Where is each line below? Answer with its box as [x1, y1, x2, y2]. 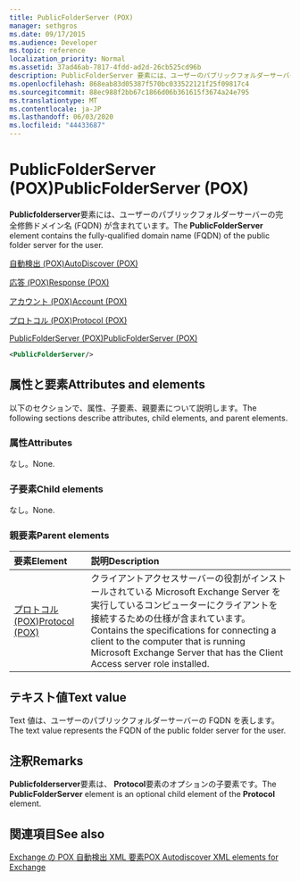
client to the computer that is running [90, 635, 246, 647]
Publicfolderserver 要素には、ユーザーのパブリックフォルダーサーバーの [9, 209, 276, 220]
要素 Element [13, 554, 68, 567]
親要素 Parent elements [9, 529, 110, 542]
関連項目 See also [9, 827, 105, 842]
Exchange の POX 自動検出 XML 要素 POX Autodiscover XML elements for [9, 852, 279, 862]
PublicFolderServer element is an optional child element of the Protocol [9, 789, 275, 800]
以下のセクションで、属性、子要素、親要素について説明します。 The [9, 403, 257, 413]
